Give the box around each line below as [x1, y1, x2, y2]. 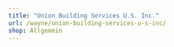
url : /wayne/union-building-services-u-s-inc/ [8, 19, 167, 27]
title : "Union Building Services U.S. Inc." [8, 11, 160, 20]
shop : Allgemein [8, 26, 63, 34]
